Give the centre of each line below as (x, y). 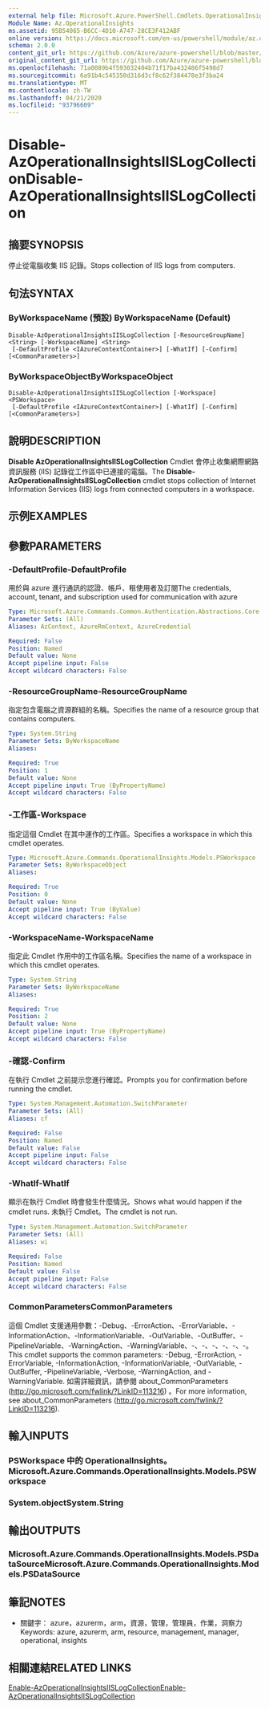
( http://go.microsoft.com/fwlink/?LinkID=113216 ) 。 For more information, (128, 1391)
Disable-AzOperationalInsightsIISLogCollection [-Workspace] (112, 393)
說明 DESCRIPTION (55, 441)
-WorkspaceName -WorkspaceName (81, 937)
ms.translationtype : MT (48, 83)
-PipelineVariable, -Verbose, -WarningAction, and (125, 1371)
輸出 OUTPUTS (45, 1530)
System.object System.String (66, 1503)
